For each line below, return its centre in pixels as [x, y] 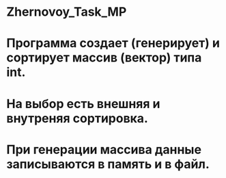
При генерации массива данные [104, 150]
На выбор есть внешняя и [83, 104]
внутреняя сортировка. [77, 118]
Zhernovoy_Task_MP [67, 12]
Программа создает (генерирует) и [113, 43]
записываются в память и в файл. [108, 164]
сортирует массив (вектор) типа [104, 58]
